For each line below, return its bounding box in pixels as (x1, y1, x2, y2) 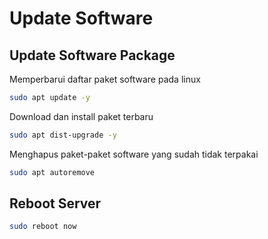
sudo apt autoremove (9, 167, 96, 177)
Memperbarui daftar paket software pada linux (9, 73, 201, 85)
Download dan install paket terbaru (9, 110, 154, 122)
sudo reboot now (9, 222, 77, 232)
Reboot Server (9, 195, 102, 212)
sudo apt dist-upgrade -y (9, 130, 117, 140)
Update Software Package (9, 47, 176, 64)
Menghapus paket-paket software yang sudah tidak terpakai (9, 148, 259, 160)
